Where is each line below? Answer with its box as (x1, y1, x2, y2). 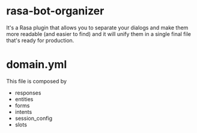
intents (14, 108, 32, 115)
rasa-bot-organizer (6, 4, 105, 18)
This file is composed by (6, 77, 67, 84)
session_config (14, 114, 53, 122)
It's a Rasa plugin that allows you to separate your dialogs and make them (6, 24, 189, 31)
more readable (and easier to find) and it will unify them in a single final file (6, 30, 191, 37)
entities (14, 95, 34, 102)
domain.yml (6, 58, 67, 71)
